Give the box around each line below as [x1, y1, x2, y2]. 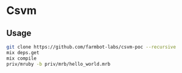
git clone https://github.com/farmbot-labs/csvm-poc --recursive [6, 44, 176, 50]
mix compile [6, 55, 37, 61]
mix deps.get [6, 49, 40, 55]
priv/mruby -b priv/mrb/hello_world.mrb [6, 61, 111, 67]
